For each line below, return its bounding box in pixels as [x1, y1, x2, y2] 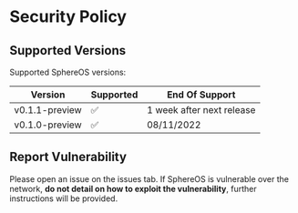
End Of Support [167, 88, 236, 101]
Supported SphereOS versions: [9, 66, 127, 77]
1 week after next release [147, 104, 256, 116]
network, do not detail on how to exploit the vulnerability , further [9, 183, 257, 194]
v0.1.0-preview [14, 118, 82, 131]
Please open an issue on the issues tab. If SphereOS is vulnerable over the [9, 173, 290, 184]
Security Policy [9, 6, 128, 27]
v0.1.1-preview [14, 104, 82, 116]
